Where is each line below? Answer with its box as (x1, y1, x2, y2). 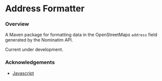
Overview (5, 21, 29, 28)
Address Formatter (5, 3, 85, 14)
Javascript (12, 70, 34, 76)
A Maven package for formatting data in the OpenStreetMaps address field (5, 32, 158, 38)
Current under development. (5, 46, 64, 52)
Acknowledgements (5, 59, 55, 66)
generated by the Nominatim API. (5, 37, 73, 43)
